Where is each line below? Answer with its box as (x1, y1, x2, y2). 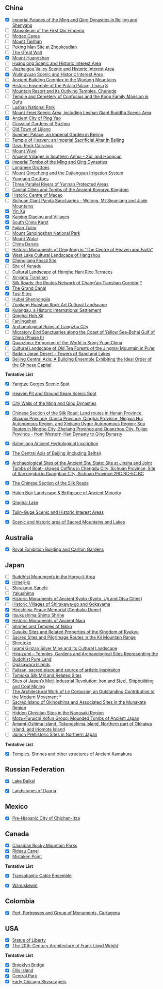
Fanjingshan (12, 318, 37, 324)
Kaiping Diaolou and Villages (12, 214, 69, 220)
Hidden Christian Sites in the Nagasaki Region (12, 710, 104, 716)
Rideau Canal (12, 848, 39, 854)
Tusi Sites (12, 291, 32, 297)
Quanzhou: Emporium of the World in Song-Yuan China (12, 340, 123, 346)
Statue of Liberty (12, 937, 46, 943)
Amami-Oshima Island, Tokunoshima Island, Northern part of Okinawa (12, 721, 152, 727)
